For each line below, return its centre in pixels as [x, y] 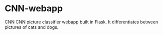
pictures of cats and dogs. [32, 27]
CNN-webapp [34, 9]
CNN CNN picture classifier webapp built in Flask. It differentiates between [81, 22]
